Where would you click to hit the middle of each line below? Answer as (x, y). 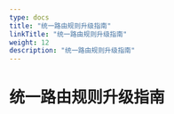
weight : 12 (29, 42)
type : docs (29, 17)
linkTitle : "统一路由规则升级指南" (68, 34)
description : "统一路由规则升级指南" (72, 51)
